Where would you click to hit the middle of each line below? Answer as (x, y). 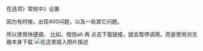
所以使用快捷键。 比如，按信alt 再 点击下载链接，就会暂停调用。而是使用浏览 (102, 34)
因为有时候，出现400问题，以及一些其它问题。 (65, 22)
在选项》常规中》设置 (33, 9)
